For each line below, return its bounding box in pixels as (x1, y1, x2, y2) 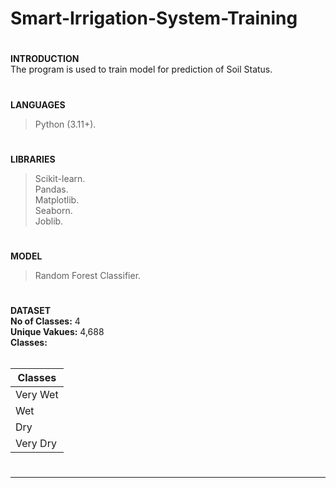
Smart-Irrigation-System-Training (10, 7, 298, 30)
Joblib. (34, 215, 64, 227)
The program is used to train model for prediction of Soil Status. (10, 63, 273, 76)
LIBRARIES (10, 153, 56, 165)
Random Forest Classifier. (34, 269, 142, 281)
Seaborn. (34, 204, 73, 216)
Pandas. (34, 183, 69, 195)
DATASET (10, 305, 52, 317)
